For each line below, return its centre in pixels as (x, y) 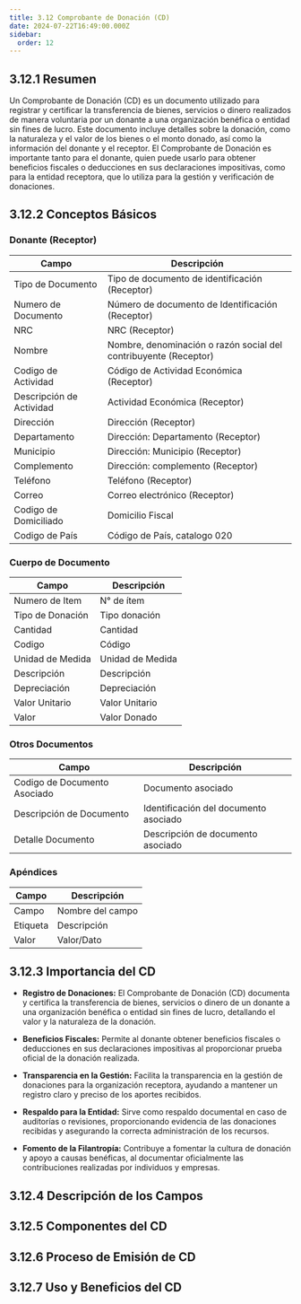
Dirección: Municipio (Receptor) (174, 451)
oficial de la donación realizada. (81, 1058)
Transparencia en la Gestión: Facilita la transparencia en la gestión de (152, 1076)
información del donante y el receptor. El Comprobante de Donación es (140, 148)
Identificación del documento (205, 809)
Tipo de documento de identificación (185, 278)
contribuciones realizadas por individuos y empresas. (121, 1168)
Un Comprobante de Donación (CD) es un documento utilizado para (134, 101)
